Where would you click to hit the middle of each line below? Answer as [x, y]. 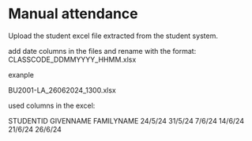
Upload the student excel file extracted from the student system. [113, 36]
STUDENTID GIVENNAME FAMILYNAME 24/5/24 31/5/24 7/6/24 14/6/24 [126, 120]
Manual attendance [73, 14]
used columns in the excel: [52, 105]
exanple [21, 74]
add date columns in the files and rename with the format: [102, 51]
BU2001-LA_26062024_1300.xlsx [62, 90]
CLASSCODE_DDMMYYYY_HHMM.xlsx [72, 59]
